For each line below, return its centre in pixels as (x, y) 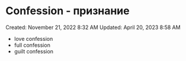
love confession (33, 38)
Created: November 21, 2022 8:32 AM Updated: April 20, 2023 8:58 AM (93, 27)
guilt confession (34, 51)
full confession (32, 45)
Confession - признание (68, 11)
